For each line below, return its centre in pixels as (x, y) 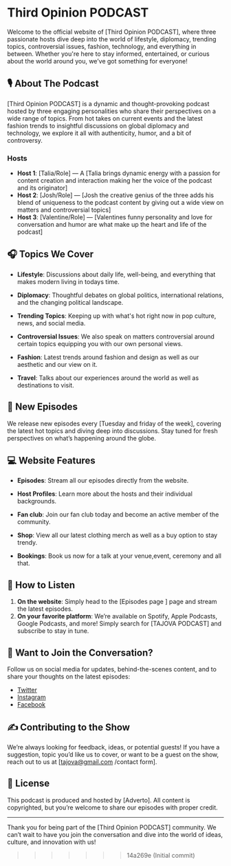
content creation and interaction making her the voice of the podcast (114, 181)
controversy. (25, 140)
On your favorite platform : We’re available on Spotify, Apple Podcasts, (117, 616)
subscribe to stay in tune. (53, 631)
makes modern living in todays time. (68, 281)
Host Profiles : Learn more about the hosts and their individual (104, 494)
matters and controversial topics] (64, 210)
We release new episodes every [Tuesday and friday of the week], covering (114, 423)
